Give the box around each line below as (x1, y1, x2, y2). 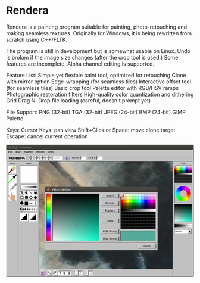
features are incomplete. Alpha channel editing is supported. (6, 60, 155, 67)
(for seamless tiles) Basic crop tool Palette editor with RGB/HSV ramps (6, 84, 179, 91)
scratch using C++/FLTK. (6, 36, 68, 43)
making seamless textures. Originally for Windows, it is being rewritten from (6, 29, 192, 36)
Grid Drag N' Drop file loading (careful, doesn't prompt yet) (6, 97, 151, 104)
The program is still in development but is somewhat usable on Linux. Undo (6, 47, 191, 54)
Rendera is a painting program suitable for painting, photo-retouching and (6, 23, 187, 30)
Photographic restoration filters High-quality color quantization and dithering (6, 91, 194, 98)
